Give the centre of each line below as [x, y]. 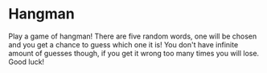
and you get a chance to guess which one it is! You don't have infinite [123, 44]
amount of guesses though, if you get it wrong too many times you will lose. [134, 53]
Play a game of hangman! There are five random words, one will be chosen [133, 36]
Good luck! [27, 62]
